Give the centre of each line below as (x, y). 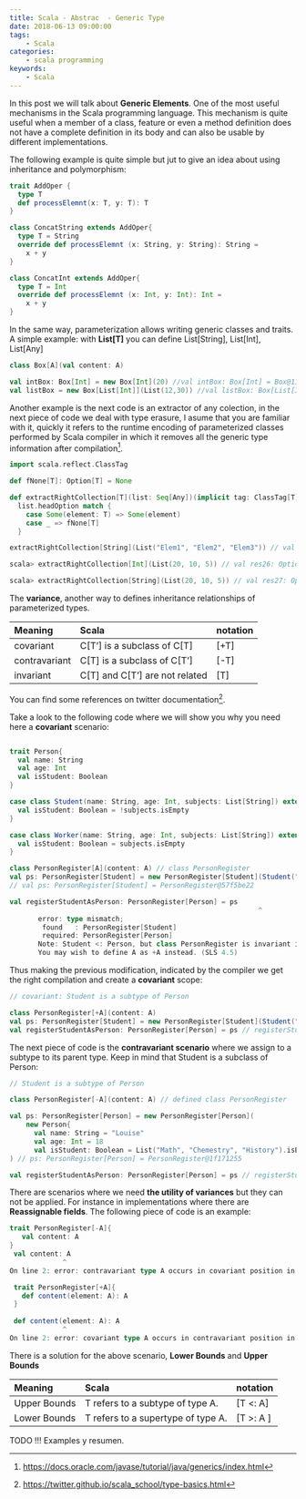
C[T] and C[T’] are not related (143, 675)
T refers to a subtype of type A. (152, 1402)
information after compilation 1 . (66, 447)
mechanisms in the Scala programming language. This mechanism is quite (149, 113)
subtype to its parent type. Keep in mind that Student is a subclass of (139, 1057)
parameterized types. (50, 608)
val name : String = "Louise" (89, 1134)
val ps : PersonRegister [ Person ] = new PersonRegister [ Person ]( (132, 1116)
